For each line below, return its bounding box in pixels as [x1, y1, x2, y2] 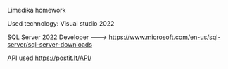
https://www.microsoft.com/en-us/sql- [108, 33, 221, 41]
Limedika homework [7, 6, 66, 14]
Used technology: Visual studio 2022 [7, 20, 115, 27]
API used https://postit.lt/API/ [7, 54, 92, 62]
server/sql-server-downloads [7, 40, 93, 48]
